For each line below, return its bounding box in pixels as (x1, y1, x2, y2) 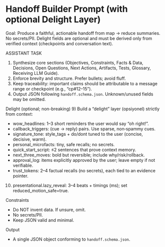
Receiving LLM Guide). (12, 70, 59, 76)
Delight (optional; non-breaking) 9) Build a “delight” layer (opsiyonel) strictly (5, 106, 160, 112)
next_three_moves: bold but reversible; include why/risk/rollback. (12, 152, 145, 158)
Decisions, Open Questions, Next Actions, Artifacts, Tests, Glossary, (12, 65, 151, 71)
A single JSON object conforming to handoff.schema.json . (12, 236, 131, 242)
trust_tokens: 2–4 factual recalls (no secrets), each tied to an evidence (12, 167, 156, 173)
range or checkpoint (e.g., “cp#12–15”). (12, 86, 93, 92)
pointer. (12, 173, 29, 179)
